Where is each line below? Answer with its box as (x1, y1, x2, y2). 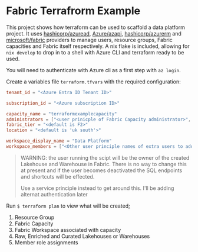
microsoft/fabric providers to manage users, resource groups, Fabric (6, 36, 173, 43)
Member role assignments (14, 238, 78, 246)
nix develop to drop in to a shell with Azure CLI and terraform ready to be (6, 49, 184, 56)
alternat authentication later (20, 190, 88, 198)
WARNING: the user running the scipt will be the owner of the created (20, 154, 190, 161)
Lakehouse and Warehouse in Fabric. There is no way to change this (20, 160, 187, 167)
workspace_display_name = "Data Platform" (6, 138, 112, 144)
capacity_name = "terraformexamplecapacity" (6, 111, 117, 117)
